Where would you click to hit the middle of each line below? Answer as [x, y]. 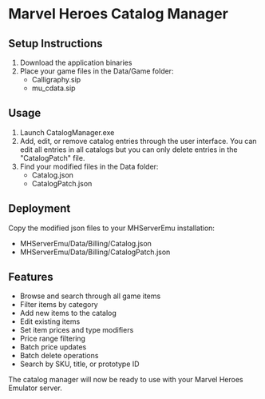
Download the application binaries [76, 62]
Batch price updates [53, 347]
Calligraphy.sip [56, 80]
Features [31, 277]
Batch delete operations [59, 356]
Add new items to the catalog [68, 313]
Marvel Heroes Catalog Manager [119, 14]
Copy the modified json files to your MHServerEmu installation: [112, 228]
